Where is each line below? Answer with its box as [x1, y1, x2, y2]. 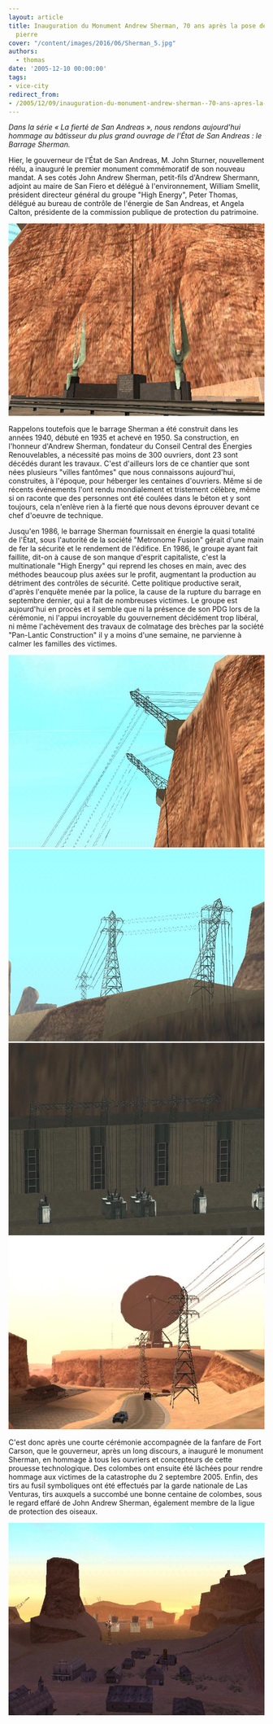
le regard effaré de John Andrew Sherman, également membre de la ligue [8, 1498, 255, 1508]
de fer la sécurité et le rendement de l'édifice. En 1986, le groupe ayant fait [8, 544, 258, 554]
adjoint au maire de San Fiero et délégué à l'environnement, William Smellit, [8, 182, 261, 191]
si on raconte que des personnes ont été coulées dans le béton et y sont [8, 494, 251, 503]
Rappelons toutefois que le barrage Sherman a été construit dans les [8, 424, 239, 434]
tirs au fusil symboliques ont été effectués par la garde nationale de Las [8, 1481, 248, 1490]
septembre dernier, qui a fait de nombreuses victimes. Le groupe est [8, 595, 238, 606]
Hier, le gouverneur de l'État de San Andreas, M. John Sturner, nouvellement [8, 156, 265, 165]
